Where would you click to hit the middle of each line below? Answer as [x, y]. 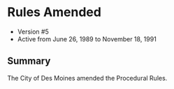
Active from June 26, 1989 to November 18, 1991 [87, 39]
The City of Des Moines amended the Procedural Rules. [87, 78]
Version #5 [33, 32]
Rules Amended [54, 12]
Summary [29, 61]
